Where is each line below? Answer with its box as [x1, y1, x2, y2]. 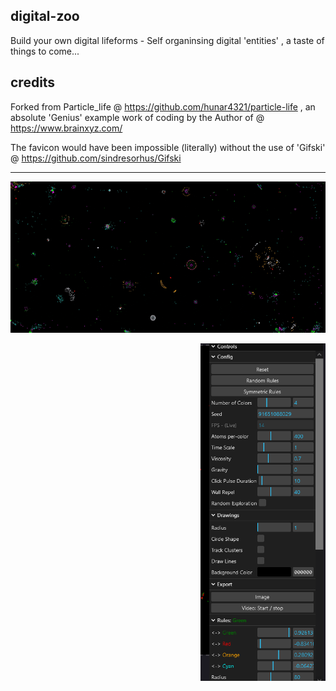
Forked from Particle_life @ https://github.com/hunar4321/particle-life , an [10, 100, 316, 113]
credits [10, 74, 56, 91]
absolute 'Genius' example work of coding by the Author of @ [10, 111, 265, 123]
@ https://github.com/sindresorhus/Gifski [10, 152, 182, 164]
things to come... [10, 45, 80, 57]
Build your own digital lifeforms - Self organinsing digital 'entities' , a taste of [10, 34, 325, 46]
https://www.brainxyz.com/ [10, 122, 123, 134]
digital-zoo [10, 8, 80, 25]
